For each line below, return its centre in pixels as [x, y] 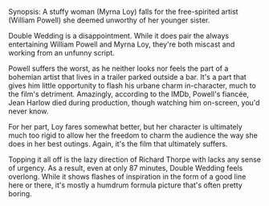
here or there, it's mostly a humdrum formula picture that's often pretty [125, 185]
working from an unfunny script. [61, 53]
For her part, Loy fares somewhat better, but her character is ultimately [125, 127]
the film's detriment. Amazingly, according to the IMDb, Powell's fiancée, [129, 94]
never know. [29, 111]
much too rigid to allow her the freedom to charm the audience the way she [133, 135]
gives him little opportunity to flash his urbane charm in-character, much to [132, 85]
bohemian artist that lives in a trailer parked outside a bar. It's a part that [127, 77]
